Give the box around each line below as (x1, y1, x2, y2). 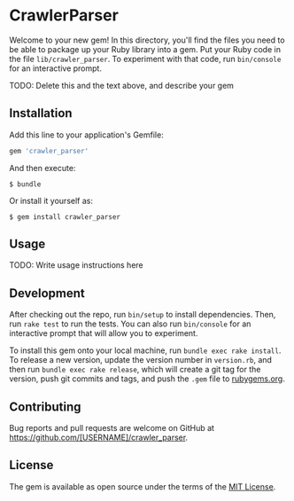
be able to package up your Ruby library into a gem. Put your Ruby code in (9, 43, 282, 54)
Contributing (9, 399, 81, 414)
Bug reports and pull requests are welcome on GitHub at (9, 423, 215, 434)
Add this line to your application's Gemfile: (9, 129, 164, 140)
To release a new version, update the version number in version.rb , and (9, 355, 273, 365)
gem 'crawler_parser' (9, 146, 89, 155)
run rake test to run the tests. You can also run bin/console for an (9, 318, 251, 329)
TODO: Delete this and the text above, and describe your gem (9, 80, 235, 90)
